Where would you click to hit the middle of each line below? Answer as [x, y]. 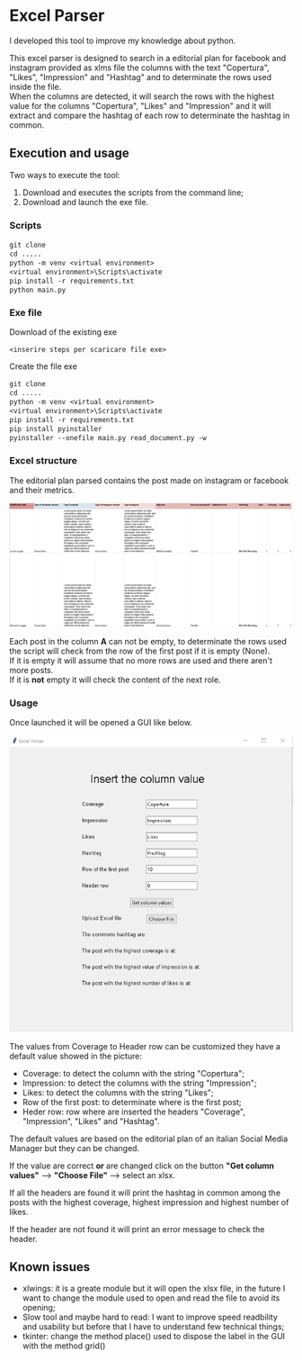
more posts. [31, 671]
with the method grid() [64, 1346]
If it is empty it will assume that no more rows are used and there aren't [141, 661]
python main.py [38, 290]
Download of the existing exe [63, 332]
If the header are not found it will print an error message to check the [137, 1229]
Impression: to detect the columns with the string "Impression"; [139, 1083]
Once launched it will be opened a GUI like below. [101, 723]
